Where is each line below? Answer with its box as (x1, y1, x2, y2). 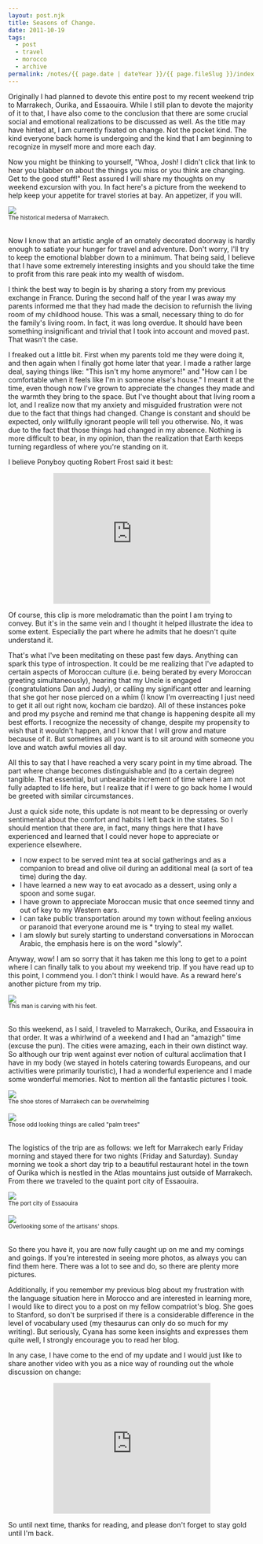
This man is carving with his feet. (8, 1002, 97, 1010)
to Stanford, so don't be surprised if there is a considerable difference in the (8, 1309, 254, 1319)
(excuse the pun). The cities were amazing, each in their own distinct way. (8, 1040, 248, 1051)
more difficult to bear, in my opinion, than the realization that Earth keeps (8, 434, 243, 443)
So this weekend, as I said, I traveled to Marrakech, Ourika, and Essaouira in (8, 1024, 254, 1033)
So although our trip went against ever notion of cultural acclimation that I (8, 1049, 247, 1058)
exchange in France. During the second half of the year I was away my (8, 293, 237, 302)
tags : (8, 33, 26, 42)
